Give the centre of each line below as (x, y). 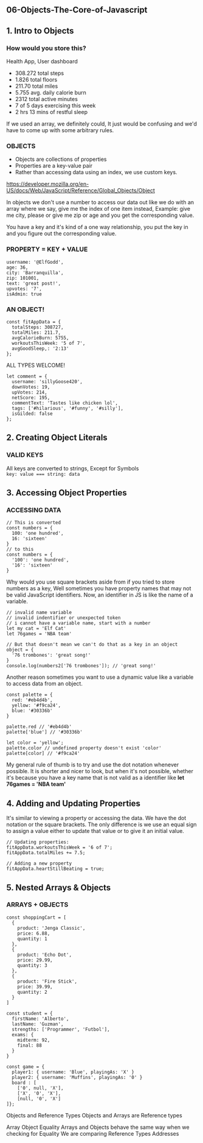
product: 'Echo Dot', (44, 955)
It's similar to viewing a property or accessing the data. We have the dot (96, 818)
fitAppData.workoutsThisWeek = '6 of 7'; (60, 848)
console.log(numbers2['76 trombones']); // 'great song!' (81, 666)
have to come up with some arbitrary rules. (60, 130)
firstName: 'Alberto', (40, 1019)
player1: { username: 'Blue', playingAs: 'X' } (73, 1072)
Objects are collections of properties (61, 159)
